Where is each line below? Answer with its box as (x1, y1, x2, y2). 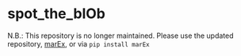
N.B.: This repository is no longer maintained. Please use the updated (7, 31, 235, 40)
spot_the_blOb (7, 5, 106, 23)
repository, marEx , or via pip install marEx (7, 39, 150, 48)
